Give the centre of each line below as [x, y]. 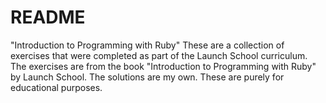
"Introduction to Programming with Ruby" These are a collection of [147, 45]
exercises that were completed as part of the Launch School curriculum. [159, 55]
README [48, 17]
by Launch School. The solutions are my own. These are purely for [147, 77]
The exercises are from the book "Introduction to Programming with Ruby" [163, 66]
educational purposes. [56, 87]
